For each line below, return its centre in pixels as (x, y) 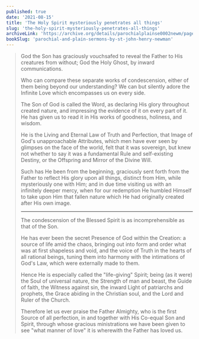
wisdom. (31, 123)
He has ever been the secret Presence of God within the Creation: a (103, 238)
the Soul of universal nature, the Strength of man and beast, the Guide (106, 281)
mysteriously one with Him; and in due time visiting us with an (96, 184)
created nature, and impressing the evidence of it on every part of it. (104, 111)
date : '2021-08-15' (30, 17)
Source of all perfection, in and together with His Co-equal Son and (103, 318)
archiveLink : (22, 34)
